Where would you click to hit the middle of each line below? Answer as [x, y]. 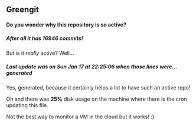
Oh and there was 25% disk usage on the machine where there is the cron [97, 99]
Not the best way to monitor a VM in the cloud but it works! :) [80, 117]
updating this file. [27, 105]
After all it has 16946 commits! [45, 38]
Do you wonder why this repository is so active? [66, 24]
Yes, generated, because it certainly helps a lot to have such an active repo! [98, 87]
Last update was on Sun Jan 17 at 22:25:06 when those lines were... [92, 67]
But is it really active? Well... [40, 53]
